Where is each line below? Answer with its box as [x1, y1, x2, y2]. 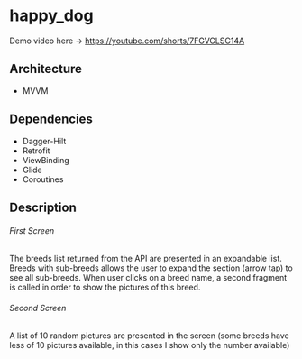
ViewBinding [22, 154, 69, 165]
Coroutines [22, 173, 64, 185]
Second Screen [9, 302, 67, 313]
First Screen [9, 225, 55, 235]
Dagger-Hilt [22, 135, 67, 146]
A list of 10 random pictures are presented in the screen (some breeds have [9, 330, 290, 341]
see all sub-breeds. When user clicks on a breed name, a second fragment [9, 272, 288, 283]
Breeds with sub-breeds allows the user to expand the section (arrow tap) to [9, 262, 293, 273]
